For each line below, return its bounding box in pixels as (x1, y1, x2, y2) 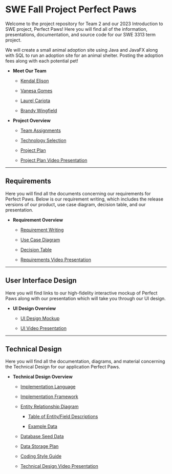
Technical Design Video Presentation (20, 463, 99, 469)
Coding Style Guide (20, 453, 62, 460)
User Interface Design (5, 276, 77, 285)
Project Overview (12, 117, 51, 124)
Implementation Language (20, 384, 76, 390)
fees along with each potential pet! (5, 57, 78, 64)
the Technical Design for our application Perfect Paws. (5, 364, 120, 370)
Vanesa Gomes (20, 87, 53, 93)
